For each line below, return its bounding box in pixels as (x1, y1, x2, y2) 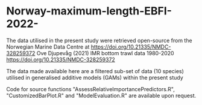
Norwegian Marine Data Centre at (6, 43, 90, 50)
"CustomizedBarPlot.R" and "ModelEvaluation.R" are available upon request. (6, 92, 197, 99)
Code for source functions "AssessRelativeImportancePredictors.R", (6, 85, 175, 92)
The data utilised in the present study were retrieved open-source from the (6, 37, 192, 44)
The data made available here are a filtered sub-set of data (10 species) (6, 67, 184, 74)
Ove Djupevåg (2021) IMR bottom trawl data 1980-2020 (36, 49, 174, 56)
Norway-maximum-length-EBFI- (6, 4, 172, 18)
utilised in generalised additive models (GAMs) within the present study (6, 74, 184, 81)
